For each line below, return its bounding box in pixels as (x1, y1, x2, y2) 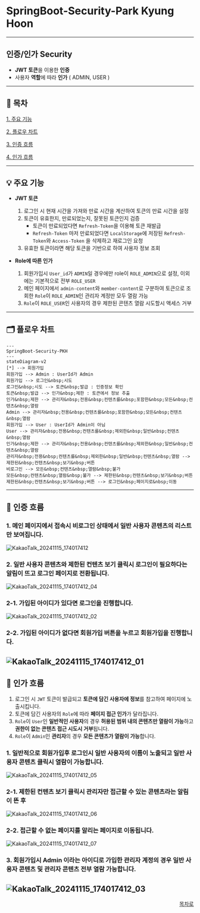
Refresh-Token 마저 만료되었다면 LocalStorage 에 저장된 (32, 230, 163, 237)
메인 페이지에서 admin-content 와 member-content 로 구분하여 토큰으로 (23, 284, 185, 292)
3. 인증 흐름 (6, 140, 33, 148)
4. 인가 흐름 (6, 153, 34, 160)
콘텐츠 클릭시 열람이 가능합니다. (18, 758, 104, 766)
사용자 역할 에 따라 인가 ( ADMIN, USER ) (14, 73, 110, 81)
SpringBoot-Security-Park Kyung (6, 4, 174, 18)
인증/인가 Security (6, 49, 73, 60)
